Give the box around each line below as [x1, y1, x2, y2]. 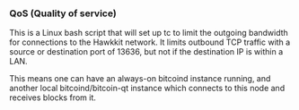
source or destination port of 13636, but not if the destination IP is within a [9, 47, 284, 57]
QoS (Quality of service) [9, 7, 117, 20]
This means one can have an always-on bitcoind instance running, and [9, 73, 271, 84]
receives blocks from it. [9, 92, 97, 103]
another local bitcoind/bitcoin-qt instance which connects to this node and [9, 83, 286, 94]
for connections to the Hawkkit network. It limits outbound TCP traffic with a [9, 37, 291, 47]
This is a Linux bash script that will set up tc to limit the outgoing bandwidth [9, 28, 289, 38]
